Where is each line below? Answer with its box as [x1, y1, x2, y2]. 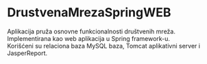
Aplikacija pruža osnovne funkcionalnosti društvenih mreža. [7, 27, 176, 35]
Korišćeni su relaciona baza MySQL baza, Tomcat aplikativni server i [7, 42, 201, 50]
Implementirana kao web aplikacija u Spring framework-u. [7, 34, 170, 42]
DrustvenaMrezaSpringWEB [7, 5, 171, 20]
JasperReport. [7, 49, 48, 57]
